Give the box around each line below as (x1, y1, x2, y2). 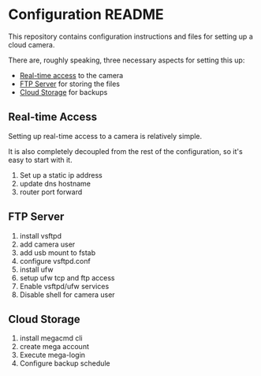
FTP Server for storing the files (19, 79, 121, 88)
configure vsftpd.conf (19, 256, 91, 265)
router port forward (19, 187, 83, 197)
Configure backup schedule (19, 359, 110, 368)
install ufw (19, 265, 54, 274)
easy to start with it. (8, 155, 73, 164)
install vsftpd (19, 231, 62, 240)
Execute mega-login (19, 350, 85, 360)
